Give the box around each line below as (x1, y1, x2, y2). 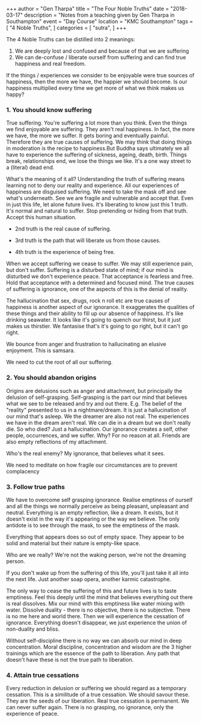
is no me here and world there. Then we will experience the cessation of (6, 612, 184, 619)
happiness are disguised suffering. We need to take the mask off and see (6, 188, 187, 195)
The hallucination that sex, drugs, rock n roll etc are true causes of (6, 297, 170, 304)
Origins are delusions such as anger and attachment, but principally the (6, 387, 182, 394)
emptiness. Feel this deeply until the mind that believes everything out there (6, 593, 193, 601)
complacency (6, 467, 40, 475)
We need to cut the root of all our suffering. (6, 359, 113, 366)
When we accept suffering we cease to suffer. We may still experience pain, (6, 260, 193, 267)
